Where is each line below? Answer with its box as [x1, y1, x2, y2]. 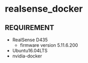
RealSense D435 [12, 37, 48, 43]
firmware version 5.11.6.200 [20, 42, 78, 48]
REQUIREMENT [5, 23, 55, 32]
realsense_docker [5, 3, 83, 15]
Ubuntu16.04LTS [12, 48, 48, 53]
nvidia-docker [12, 53, 42, 59]
